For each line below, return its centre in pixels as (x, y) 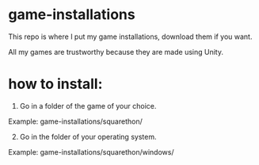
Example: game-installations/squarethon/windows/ (91, 152)
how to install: (55, 84)
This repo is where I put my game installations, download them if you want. (130, 36)
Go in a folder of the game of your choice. (88, 106)
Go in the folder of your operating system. (88, 136)
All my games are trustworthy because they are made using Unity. (116, 52)
